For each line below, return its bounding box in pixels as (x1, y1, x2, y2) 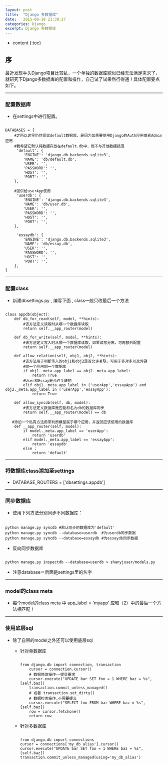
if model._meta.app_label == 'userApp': (23, 428, 108, 433)
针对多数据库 (19, 723, 46, 729)
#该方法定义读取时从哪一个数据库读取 (23, 321, 89, 326)
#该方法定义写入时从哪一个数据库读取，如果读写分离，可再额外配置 (23, 340, 141, 345)
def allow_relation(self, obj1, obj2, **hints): (14, 353, 117, 358)
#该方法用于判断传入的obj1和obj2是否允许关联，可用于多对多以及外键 (23, 359, 147, 364)
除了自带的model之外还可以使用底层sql (12, 637, 93, 643)
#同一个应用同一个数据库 (23, 364, 66, 369)
